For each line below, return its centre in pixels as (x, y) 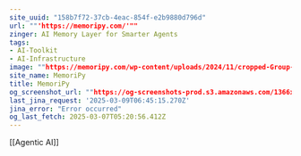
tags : (19, 42)
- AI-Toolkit (34, 51)
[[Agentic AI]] (34, 143)
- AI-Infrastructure (48, 59)
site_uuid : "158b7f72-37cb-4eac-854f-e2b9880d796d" (107, 17)
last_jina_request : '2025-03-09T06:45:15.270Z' (100, 100)
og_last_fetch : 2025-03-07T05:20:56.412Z (88, 117)
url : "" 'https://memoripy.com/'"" (74, 26)
